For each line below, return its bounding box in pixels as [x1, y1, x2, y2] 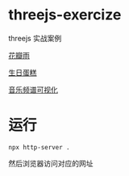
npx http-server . [8, 143, 70, 151]
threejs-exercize [8, 6, 122, 24]
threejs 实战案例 [8, 33, 62, 43]
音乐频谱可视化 [8, 85, 58, 94]
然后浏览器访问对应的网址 [8, 158, 94, 168]
